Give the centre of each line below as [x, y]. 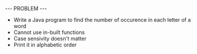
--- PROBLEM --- [26, 9]
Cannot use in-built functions [49, 32]
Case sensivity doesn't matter [50, 38]
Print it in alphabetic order [45, 45]
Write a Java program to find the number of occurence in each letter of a [102, 20]
